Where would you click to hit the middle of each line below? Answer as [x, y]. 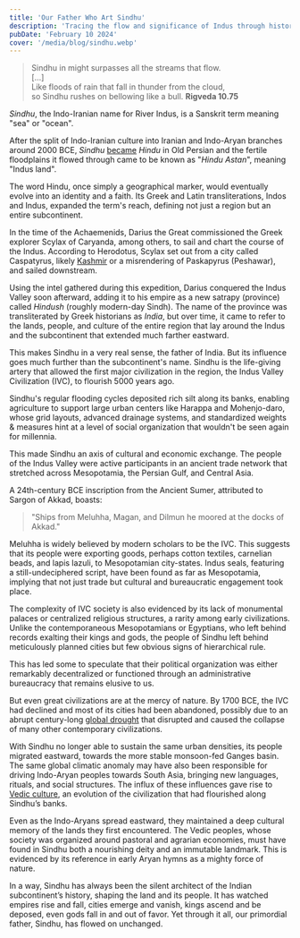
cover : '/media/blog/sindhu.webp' [74, 43]
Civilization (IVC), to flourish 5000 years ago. [92, 381]
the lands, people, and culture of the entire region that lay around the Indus [147, 326]
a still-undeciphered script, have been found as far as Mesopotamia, [135, 573]
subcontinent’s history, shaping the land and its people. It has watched [139, 895]
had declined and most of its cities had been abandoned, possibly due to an [149, 710]
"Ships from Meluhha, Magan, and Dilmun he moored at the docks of [158, 517]
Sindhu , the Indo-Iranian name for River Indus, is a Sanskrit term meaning [144, 114]
